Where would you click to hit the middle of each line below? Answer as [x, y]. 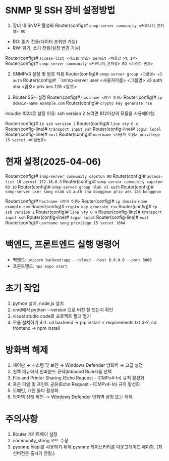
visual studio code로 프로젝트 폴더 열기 [52, 316]
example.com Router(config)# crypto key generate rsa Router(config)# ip [81, 206]
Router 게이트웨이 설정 [35, 434]
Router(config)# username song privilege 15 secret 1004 [65, 222]
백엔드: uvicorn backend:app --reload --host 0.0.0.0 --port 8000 [82, 259]
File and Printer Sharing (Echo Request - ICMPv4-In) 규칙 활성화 [78, 377]
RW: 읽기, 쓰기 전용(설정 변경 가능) [46, 48]
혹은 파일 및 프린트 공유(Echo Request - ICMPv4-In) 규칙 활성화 [76, 384]
